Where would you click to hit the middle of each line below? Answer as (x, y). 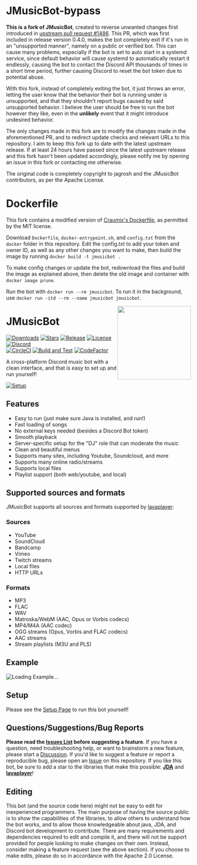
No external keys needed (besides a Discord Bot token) (81, 431)
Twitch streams (33, 560)
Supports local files (38, 468)
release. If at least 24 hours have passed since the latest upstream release (96, 150)
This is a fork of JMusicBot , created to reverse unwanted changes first (92, 27)
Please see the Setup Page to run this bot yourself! (67, 709)
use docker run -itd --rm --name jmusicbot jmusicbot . (74, 297)
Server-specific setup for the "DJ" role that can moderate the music (96, 443)
